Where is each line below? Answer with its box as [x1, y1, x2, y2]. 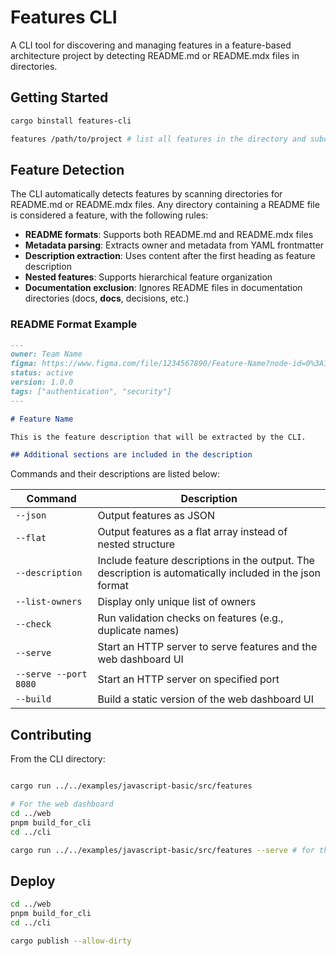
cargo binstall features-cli [10, 116, 132, 126]
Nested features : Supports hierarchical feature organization [24, 271, 273, 283]
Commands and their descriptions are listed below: [10, 468, 220, 480]
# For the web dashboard [10, 799, 114, 810]
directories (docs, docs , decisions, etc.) [24, 292, 190, 305]
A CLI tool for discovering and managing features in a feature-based [10, 39, 292, 51]
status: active [10, 368, 74, 378]
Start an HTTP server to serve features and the [97, 640, 318, 654]
